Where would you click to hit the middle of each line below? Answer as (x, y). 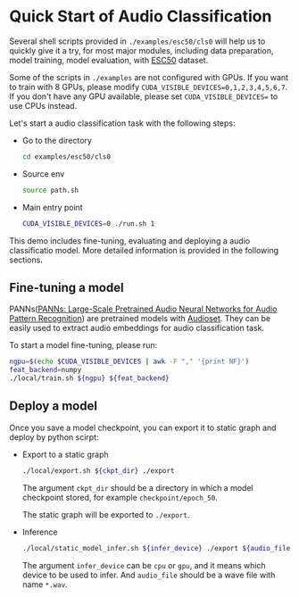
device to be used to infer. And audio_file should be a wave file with (149, 575)
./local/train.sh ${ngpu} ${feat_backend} (89, 378)
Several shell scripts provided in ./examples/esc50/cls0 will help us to (137, 41)
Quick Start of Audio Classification (141, 17)
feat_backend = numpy (46, 370)
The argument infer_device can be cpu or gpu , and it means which (144, 565)
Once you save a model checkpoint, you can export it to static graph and (143, 427)
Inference (40, 532)
